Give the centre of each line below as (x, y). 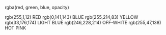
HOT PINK (16, 28)
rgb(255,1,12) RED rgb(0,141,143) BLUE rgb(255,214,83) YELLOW (72, 17)
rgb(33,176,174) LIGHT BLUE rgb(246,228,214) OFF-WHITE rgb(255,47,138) (83, 23)
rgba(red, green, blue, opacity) (37, 7)
